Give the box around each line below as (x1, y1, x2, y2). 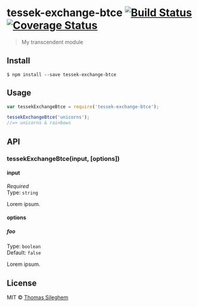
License (7, 278, 37, 288)
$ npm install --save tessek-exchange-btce (7, 72, 117, 78)
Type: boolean (7, 242, 41, 250)
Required (7, 182, 29, 189)
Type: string (7, 189, 38, 196)
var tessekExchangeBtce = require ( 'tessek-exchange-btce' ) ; (7, 103, 160, 110)
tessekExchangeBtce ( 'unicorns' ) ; (7, 114, 90, 121)
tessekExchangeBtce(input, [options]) (7, 154, 120, 162)
